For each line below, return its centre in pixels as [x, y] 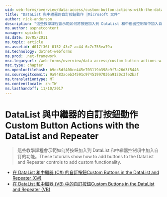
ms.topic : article [24, 42]
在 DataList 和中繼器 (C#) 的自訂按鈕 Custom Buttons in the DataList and [85, 173]
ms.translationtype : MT [30, 79]
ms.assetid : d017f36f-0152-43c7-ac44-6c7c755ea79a [59, 47]
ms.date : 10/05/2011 [27, 38]
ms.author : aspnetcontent [32, 28]
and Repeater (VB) [31, 190]
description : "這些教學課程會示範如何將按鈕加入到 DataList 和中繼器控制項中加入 [82, 24]
